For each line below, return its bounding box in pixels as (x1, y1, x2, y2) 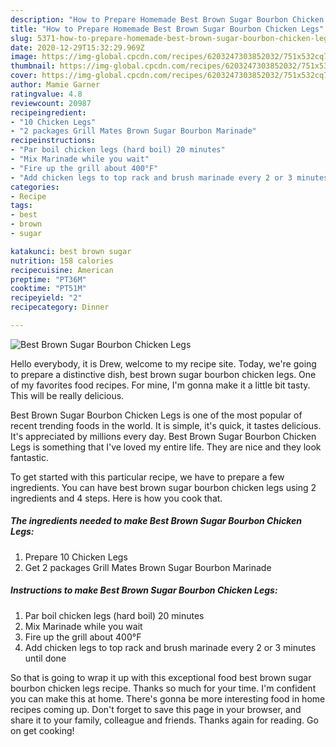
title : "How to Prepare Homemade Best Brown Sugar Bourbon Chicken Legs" (10, 24, 325, 34)
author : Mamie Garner (10, 80, 101, 90)
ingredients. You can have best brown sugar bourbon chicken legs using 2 (10, 481, 317, 493)
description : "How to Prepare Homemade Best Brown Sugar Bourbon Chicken (10, 14, 325, 25)
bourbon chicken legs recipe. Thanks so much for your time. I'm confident (10, 682, 317, 694)
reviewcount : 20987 (10, 98, 92, 108)
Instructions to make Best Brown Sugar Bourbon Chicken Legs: (10, 584, 278, 596)
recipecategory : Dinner (10, 302, 110, 313)
